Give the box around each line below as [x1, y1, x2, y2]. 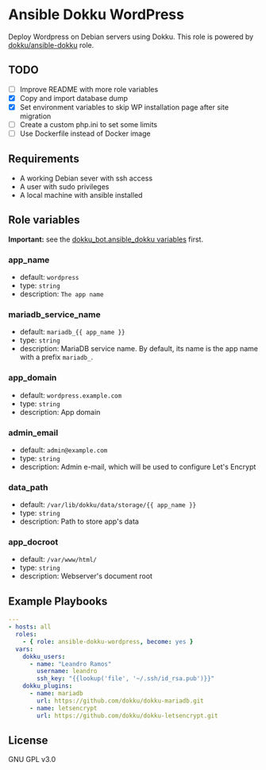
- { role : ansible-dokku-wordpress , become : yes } [22, 637, 194, 645]
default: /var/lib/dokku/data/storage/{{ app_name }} [19, 500, 197, 509]
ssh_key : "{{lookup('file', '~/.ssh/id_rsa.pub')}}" [37, 675, 215, 683]
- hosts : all [8, 623, 52, 631]
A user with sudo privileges [19, 181, 110, 192]
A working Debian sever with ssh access [19, 173, 153, 183]
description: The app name [19, 288, 104, 299]
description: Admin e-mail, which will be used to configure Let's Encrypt [19, 462, 256, 471]
